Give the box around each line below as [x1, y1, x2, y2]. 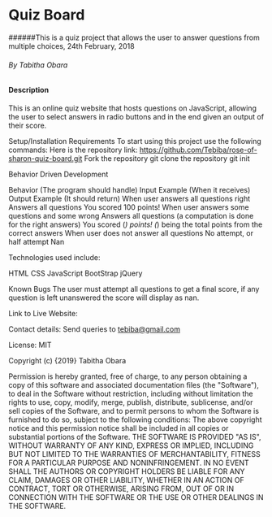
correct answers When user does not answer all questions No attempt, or [8, 228, 254, 237]
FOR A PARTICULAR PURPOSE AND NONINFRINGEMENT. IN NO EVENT [8, 458, 249, 467]
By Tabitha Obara [8, 59, 68, 70]
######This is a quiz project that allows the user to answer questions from [8, 33, 260, 42]
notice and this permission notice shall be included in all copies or [8, 423, 229, 432]
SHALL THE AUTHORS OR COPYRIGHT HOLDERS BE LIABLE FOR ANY [8, 466, 245, 476]
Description [8, 85, 50, 95]
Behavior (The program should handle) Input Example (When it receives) [8, 185, 251, 194]
